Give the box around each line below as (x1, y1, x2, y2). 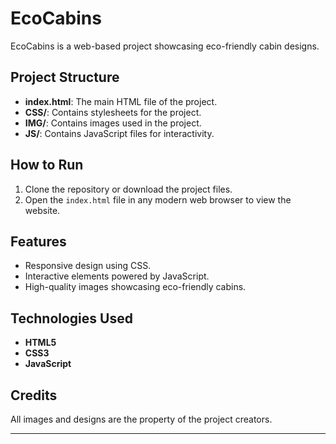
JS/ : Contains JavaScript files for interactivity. (24, 127, 215, 139)
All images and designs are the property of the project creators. (10, 413, 273, 425)
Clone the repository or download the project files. (24, 183, 233, 195)
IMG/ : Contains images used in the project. (24, 117, 202, 129)
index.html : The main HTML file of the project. (24, 95, 218, 107)
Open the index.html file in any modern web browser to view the (24, 193, 292, 206)
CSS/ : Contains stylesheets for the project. (24, 106, 202, 118)
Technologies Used (10, 310, 133, 327)
